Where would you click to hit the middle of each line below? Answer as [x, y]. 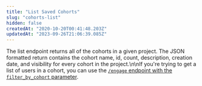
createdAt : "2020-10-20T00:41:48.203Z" [57, 29]
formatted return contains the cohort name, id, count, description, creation [99, 58]
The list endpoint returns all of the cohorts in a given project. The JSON [96, 51]
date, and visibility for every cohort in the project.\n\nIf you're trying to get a [101, 64]
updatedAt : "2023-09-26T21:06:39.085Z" [57, 34]
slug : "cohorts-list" [34, 17]
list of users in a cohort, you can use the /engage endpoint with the [89, 70]
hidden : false [24, 23]
